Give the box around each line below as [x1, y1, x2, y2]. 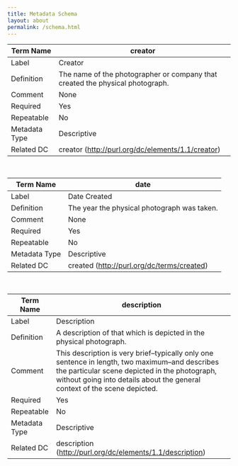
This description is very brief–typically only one [55, 348, 214, 358]
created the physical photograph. [58, 79, 169, 89]
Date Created [67, 192, 113, 202]
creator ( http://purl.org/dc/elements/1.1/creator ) [58, 144, 221, 154]
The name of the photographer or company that [58, 69, 217, 79]
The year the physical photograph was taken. [67, 203, 218, 213]
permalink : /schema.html [7, 23, 81, 30]
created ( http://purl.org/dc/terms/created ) [67, 261, 208, 271]
